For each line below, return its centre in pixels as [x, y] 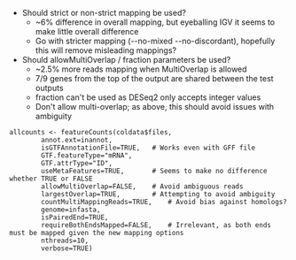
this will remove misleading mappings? [106, 50]
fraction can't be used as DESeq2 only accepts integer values [148, 97]
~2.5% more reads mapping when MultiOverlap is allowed [141, 69]
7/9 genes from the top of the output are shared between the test [154, 78]
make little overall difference [87, 31]
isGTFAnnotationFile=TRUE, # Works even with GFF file [148, 148]
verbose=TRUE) [67, 249]
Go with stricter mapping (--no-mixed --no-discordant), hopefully [155, 41]
